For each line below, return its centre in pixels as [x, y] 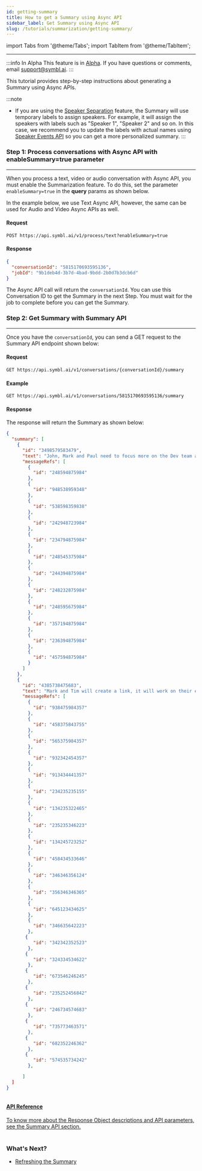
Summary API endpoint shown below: [53, 343]
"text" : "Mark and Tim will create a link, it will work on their [107, 691]
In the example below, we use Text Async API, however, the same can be [96, 203]
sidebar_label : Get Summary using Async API [63, 23]
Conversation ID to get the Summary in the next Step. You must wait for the [99, 296]
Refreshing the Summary [46, 1161]
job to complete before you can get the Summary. [68, 303]
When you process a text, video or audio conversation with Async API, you [99, 178]
